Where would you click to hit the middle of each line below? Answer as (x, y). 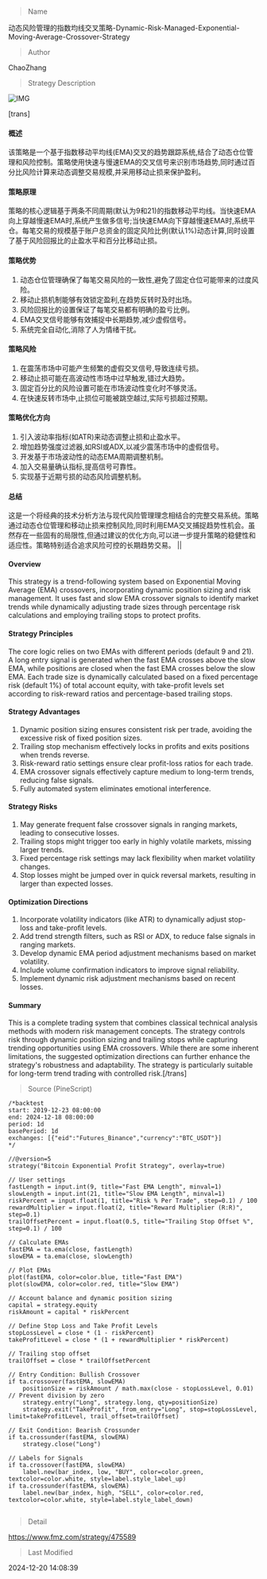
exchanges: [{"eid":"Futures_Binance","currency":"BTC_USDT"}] (115, 1139)
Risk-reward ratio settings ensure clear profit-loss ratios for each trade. (136, 763)
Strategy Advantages (44, 712)
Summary (25, 1005)
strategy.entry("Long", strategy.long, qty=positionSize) (120, 1402)
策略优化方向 (29, 417)
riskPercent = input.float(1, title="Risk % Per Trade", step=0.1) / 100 (133, 1201)
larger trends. (42, 850)
